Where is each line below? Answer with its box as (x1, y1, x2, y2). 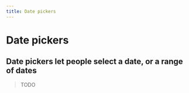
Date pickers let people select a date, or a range (6, 56, 183, 67)
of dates (6, 66, 37, 76)
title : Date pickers (6, 8, 57, 15)
